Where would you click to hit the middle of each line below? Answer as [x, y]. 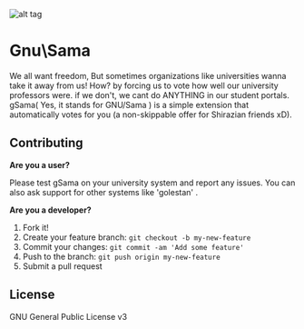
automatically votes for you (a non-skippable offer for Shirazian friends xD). [151, 115]
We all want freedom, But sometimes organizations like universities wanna [148, 75]
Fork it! [36, 227]
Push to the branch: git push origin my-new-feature [121, 256]
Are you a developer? [51, 210]
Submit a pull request [62, 266]
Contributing [46, 143]
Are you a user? [40, 164]
